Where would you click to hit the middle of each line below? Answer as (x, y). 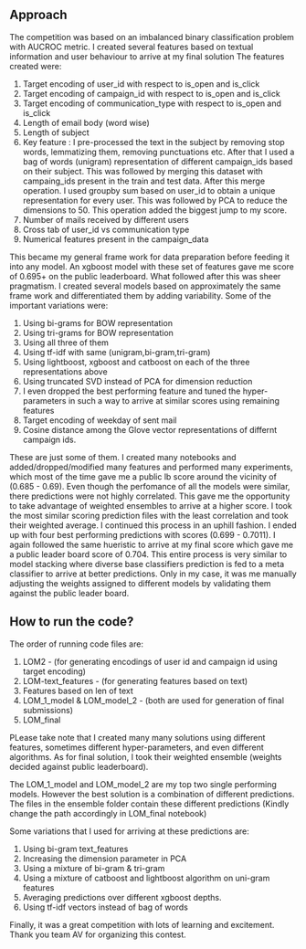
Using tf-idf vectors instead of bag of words (106, 907)
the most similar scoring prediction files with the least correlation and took (149, 515)
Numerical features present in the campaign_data (116, 239)
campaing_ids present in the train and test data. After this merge (144, 181)
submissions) (48, 710)
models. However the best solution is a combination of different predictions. (152, 794)
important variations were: (59, 305)
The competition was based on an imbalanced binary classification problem (152, 37)
